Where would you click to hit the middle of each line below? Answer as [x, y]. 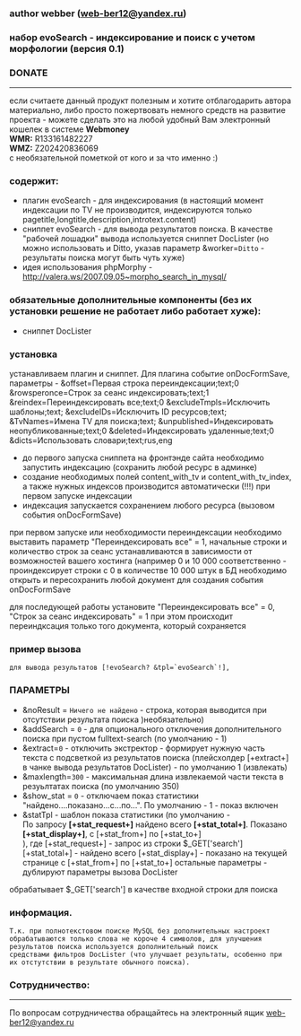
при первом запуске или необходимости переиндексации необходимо [146, 533]
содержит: [34, 181]
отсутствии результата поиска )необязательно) [113, 719]
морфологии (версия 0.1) [67, 48]
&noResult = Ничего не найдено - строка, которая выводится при [144, 710]
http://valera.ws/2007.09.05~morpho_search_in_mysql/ [124, 277]
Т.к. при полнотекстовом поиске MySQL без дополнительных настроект [140, 931]
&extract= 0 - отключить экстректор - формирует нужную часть [144, 748]
